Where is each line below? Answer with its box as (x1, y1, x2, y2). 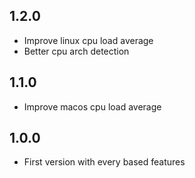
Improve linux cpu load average (23, 34, 154, 46)
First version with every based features (23, 156, 186, 168)
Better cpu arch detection (23, 45, 130, 57)
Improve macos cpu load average (23, 100, 162, 113)
